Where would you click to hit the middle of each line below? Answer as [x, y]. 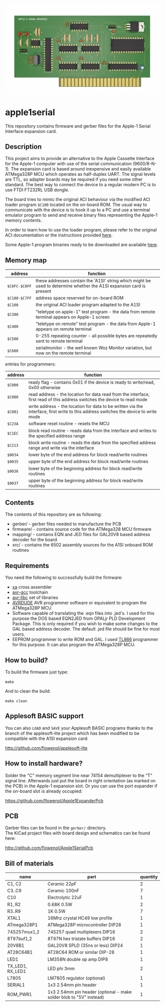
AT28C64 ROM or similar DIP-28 [81, 952]
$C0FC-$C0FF [19, 286]
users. [19, 634]
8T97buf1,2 [20, 939]
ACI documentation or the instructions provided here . [59, 235]
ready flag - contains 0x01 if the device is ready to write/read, [92, 382]
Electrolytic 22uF [65, 898]
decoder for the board [35, 540]
